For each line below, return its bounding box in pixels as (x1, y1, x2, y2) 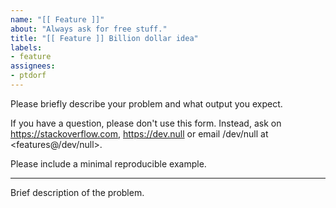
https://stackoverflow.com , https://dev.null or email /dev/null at (10, 127, 269, 140)
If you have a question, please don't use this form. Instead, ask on (10, 117, 282, 129)
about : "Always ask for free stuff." (10, 24, 168, 34)
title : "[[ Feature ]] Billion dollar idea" (10, 33, 199, 43)
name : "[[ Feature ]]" (10, 14, 105, 25)
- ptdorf (10, 71, 47, 81)
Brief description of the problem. (10, 186, 145, 198)
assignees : (10, 61, 56, 71)
